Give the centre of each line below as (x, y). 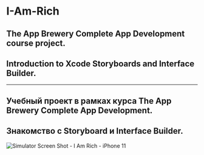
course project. (36, 43)
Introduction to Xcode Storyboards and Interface (100, 64)
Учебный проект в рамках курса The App (89, 101)
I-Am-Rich (33, 11)
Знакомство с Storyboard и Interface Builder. (95, 131)
